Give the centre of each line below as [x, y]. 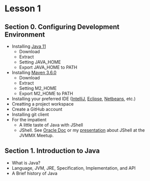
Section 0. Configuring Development [62, 27]
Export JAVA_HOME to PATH [48, 67]
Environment [25, 34]
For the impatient [29, 120]
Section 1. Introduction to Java [52, 151]
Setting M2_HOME [38, 88]
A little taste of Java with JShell [51, 125]
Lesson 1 [23, 9]
